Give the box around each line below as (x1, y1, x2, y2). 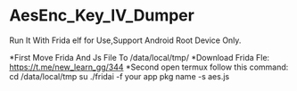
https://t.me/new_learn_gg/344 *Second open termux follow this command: (9, 62, 289, 72)
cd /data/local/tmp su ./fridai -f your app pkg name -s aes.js (9, 70, 230, 81)
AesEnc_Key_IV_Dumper (9, 5, 194, 26)
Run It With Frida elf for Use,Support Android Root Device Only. (9, 35, 242, 45)
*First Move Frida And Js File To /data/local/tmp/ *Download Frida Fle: (9, 52, 270, 62)
